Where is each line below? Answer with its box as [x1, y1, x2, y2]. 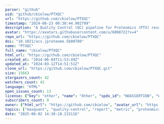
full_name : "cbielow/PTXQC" [5, 48, 62, 53]
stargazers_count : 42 [5, 75, 49, 80]
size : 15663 [5, 71, 29, 76]
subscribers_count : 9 [5, 98, 49, 103]
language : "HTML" [5, 84, 41, 89]
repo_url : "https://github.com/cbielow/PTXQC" [5, 35, 102, 40]
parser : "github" [5, 7, 41, 12]
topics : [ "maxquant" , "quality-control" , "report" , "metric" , [5, 107, 134, 112]
